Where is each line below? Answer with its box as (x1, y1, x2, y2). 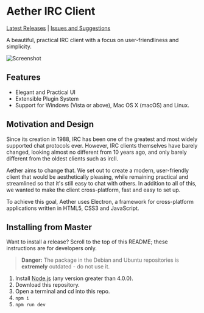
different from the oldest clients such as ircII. (6, 154, 119, 162)
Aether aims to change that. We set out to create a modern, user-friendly (6, 167, 189, 174)
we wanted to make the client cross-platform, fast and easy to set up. (6, 186, 181, 193)
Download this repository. (15, 281, 80, 289)
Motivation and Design (6, 119, 94, 129)
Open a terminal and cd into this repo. (15, 288, 110, 295)
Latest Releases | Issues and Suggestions (6, 24, 111, 32)
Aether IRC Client (6, 4, 96, 18)
